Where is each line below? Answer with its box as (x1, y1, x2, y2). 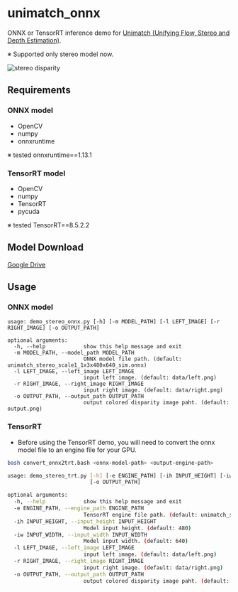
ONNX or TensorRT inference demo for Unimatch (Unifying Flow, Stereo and (7, 28, 230, 37)
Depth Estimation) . (7, 36, 62, 44)
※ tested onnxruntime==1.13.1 (7, 151, 92, 159)
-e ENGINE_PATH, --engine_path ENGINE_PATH (13, 505, 144, 512)
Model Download (7, 242, 84, 254)
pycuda (17, 207, 40, 215)
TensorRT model (7, 168, 66, 178)
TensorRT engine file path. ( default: (83, 511, 198, 518)
